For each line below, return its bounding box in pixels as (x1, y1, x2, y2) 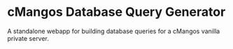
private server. (7, 34, 49, 42)
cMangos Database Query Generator (7, 4, 226, 20)
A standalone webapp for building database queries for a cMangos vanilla (7, 27, 220, 35)
